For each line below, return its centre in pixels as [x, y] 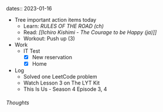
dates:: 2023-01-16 [29, 9]
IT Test [32, 51]
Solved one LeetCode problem [60, 77]
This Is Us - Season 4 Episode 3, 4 [65, 89]
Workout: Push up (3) [49, 38]
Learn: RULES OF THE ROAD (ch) [64, 26]
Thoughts [18, 103]
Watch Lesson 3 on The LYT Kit [62, 83]
